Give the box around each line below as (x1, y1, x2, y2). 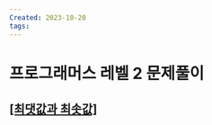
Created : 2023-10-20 (9, 13, 87, 22)
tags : (9, 22, 30, 31)
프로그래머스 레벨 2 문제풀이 (9, 63, 205, 84)
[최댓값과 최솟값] (9, 102, 98, 117)
